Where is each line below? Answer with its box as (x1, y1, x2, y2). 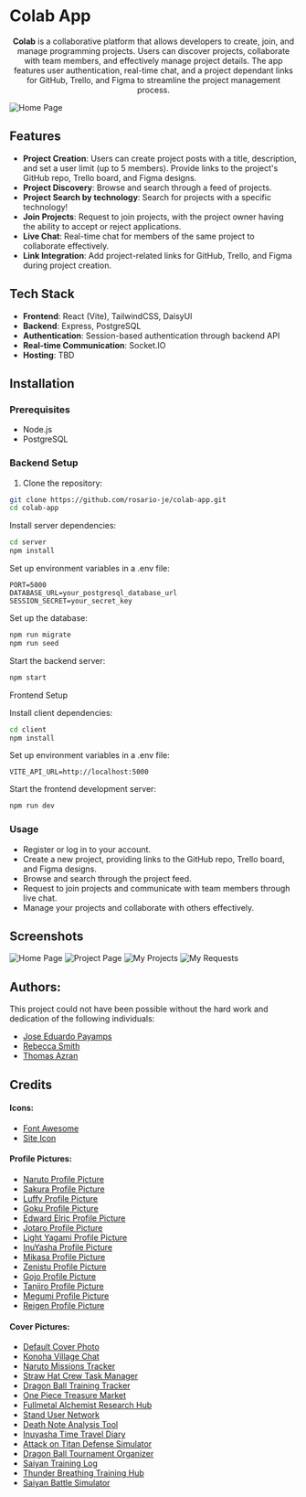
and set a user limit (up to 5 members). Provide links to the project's (22, 162, 279, 174)
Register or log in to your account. (22, 843, 152, 855)
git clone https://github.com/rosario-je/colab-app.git (9, 495, 227, 504)
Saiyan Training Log (22, 1458, 99, 1469)
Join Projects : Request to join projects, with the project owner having (22, 211, 284, 222)
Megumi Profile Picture (22, 1290, 110, 1301)
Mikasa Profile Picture (22, 1252, 106, 1263)
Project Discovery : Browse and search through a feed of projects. (22, 182, 272, 193)
